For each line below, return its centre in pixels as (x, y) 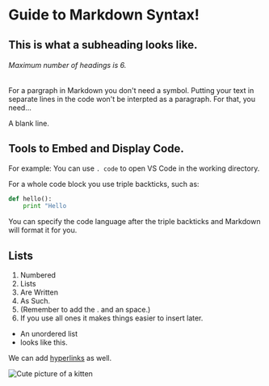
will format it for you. (43, 230)
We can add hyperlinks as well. (60, 358)
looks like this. (44, 342)
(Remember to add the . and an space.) (85, 310)
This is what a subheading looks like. (103, 45)
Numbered (38, 275)
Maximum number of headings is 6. (67, 66)
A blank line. (29, 123)
